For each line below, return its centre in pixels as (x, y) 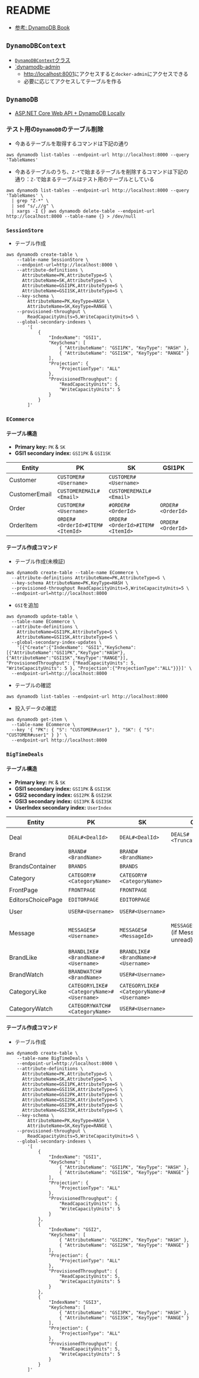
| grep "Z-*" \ (30, 201)
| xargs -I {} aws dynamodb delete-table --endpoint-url (83, 211)
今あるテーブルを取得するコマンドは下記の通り (72, 144)
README (28, 10)
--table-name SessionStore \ (53, 260)
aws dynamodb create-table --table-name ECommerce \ (73, 573)
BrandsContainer (33, 866)
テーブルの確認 (33, 685)
